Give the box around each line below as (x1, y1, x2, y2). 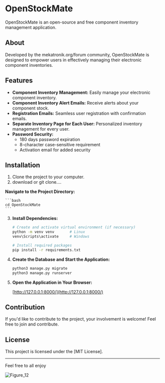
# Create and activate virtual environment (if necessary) (12, 225, 136, 230)
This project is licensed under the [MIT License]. (5, 349, 103, 355)
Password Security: (12, 131, 54, 137)
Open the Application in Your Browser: (12, 279, 92, 285)
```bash (5, 198, 21, 203)
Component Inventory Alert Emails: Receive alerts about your (12, 100, 139, 106)
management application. (5, 24, 56, 30)
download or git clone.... (12, 179, 61, 185)
